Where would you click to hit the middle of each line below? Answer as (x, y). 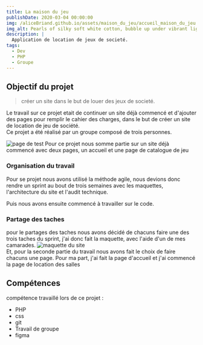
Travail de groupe (37, 329)
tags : (13, 46)
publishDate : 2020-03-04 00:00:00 (50, 17)
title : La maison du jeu (37, 12)
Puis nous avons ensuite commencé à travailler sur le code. (80, 203)
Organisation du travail (40, 166)
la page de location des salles (43, 264)
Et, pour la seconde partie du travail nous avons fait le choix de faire (91, 252)
